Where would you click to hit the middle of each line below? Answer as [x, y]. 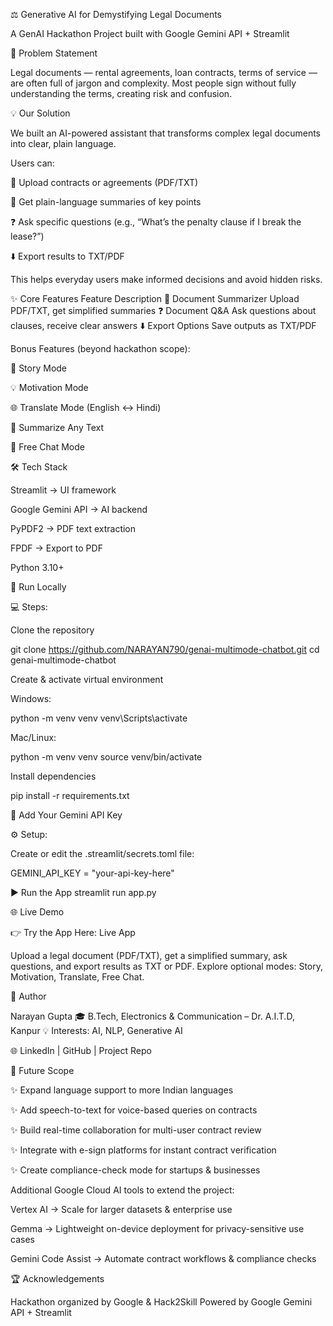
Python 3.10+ [37, 567]
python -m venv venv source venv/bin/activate [106, 757]
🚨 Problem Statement [54, 53]
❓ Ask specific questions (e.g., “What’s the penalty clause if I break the [156, 222]
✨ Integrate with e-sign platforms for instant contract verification [143, 1150]
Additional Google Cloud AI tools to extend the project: [122, 1190]
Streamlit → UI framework [63, 490]
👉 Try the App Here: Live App [73, 932]
